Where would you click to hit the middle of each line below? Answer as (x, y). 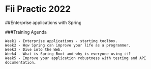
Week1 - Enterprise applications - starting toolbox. (61, 41)
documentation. (21, 62)
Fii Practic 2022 (38, 9)
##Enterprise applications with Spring (43, 23)
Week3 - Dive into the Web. (34, 49)
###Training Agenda (26, 32)
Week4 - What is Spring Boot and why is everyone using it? (68, 54)
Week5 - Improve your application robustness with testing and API (76, 58)
